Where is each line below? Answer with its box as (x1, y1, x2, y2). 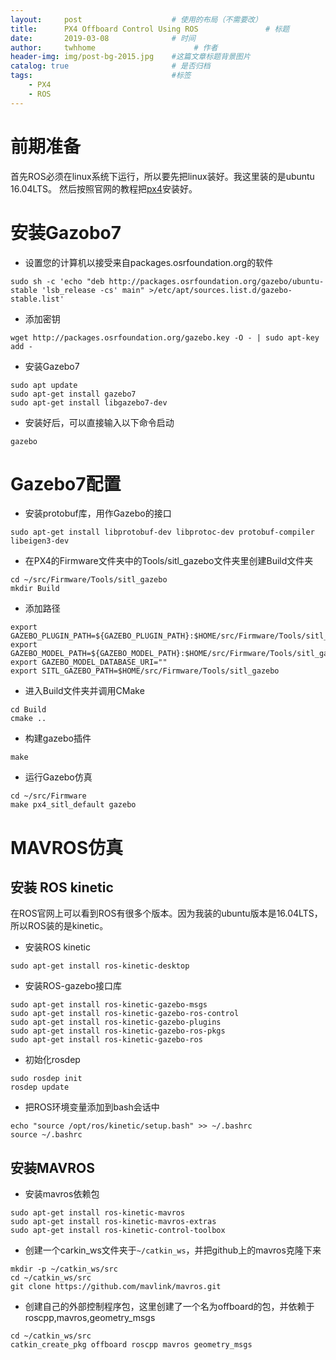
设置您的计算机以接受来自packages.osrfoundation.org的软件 (24, 256, 274, 268)
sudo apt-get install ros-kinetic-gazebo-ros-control (10, 1009, 240, 1019)
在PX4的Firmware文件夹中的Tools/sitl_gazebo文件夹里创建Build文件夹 (24, 555, 314, 567)
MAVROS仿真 (10, 836, 123, 859)
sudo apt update (10, 380, 78, 390)
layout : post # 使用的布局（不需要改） (10, 14, 263, 25)
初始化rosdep (24, 1054, 81, 1066)
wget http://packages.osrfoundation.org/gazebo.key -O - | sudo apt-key (10, 332, 320, 343)
